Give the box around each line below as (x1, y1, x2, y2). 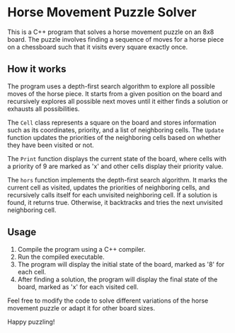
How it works (7, 63, 67, 75)
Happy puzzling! (7, 317, 55, 326)
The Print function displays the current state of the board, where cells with (7, 154, 227, 163)
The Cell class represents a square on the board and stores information (7, 118, 217, 127)
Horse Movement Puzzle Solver (7, 4, 197, 21)
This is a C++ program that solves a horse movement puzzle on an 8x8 (7, 28, 214, 36)
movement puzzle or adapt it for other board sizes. (7, 303, 156, 312)
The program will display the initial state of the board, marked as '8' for (17, 259, 225, 269)
